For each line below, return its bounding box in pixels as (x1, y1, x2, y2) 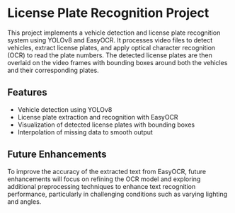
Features (7, 86, 47, 98)
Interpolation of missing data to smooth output (17, 127, 154, 136)
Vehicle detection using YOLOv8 (17, 105, 113, 114)
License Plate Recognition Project (7, 5, 210, 21)
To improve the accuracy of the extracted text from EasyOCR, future (7, 167, 207, 175)
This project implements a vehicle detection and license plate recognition (7, 28, 221, 37)
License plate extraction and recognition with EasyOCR (17, 113, 178, 121)
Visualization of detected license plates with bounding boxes (17, 120, 195, 129)
